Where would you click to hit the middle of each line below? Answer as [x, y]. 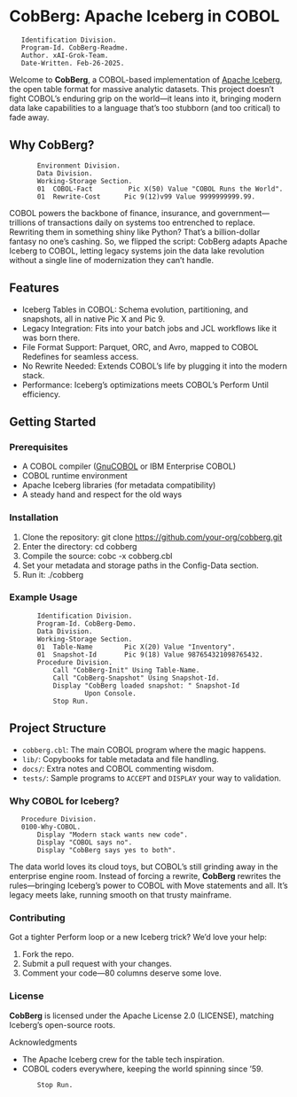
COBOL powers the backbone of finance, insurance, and [113, 213]
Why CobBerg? [52, 145]
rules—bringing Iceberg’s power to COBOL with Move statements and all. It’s [148, 885]
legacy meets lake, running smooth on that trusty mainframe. [121, 895]
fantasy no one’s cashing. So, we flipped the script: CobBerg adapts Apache [148, 241]
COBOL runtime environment [75, 476]
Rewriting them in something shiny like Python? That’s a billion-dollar [135, 231]
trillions [23, 222]
